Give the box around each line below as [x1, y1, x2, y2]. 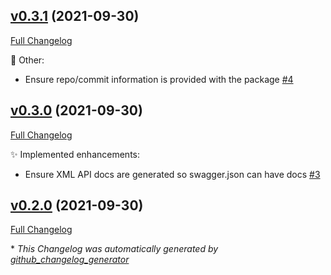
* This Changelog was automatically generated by [10, 243, 219, 255]
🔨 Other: [10, 54, 45, 66]
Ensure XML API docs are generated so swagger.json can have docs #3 [24, 168, 321, 180]
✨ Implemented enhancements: [10, 148, 140, 160]
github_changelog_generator [10, 254, 130, 266]
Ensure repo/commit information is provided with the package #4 [24, 73, 294, 85]
